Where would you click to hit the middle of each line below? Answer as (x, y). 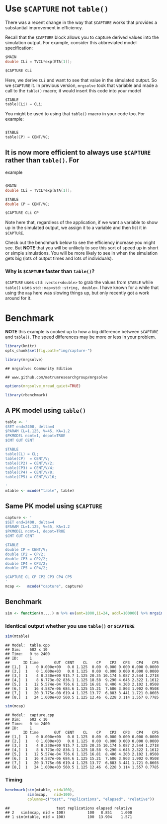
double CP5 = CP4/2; (27, 568)
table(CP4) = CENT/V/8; (30, 472)
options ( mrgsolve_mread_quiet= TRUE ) (43, 386)
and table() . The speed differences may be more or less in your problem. (81, 337)
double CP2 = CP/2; (25, 554)
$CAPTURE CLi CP (22, 213)
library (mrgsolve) (24, 360)
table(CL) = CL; (22, 454)
